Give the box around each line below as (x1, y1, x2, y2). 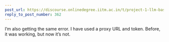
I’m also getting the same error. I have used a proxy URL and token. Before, (5, 25, 161, 31)
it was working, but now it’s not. (5, 31, 71, 37)
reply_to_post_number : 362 (5, 12, 62, 17)
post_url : (5, 7, 26, 12)
